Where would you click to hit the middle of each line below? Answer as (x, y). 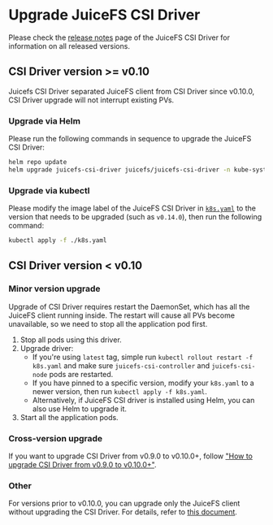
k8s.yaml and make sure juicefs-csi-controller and (121, 365)
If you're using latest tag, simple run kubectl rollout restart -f (143, 357)
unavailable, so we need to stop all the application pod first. (108, 323)
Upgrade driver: (47, 348)
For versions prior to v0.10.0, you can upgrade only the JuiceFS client (124, 503)
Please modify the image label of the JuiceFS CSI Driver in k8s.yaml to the (132, 208)
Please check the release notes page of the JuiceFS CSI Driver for (119, 37)
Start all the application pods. (69, 417)
